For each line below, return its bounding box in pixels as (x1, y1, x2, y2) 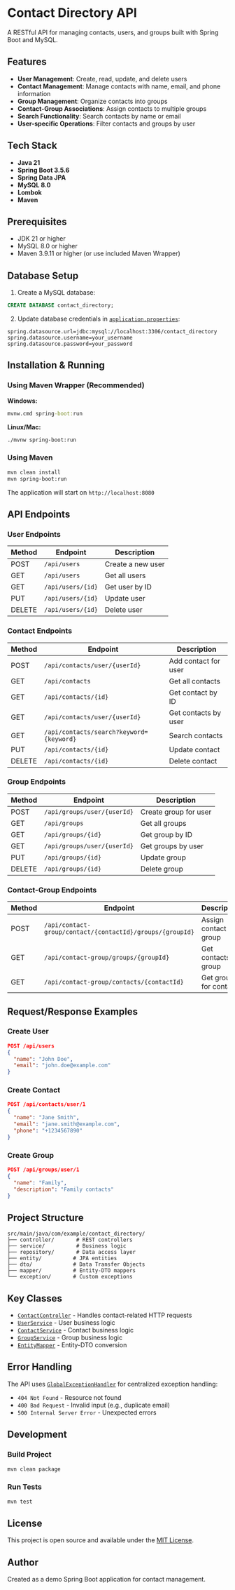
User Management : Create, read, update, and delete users (17, 74, 187, 83)
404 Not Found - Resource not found (17, 1393, 122, 1401)
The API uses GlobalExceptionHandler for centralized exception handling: (7, 1379, 218, 1388)
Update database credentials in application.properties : (17, 314, 180, 323)
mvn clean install (7, 469, 61, 476)
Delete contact (169, 756, 218, 766)
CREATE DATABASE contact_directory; (7, 302, 114, 309)
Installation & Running (7, 359, 105, 371)
